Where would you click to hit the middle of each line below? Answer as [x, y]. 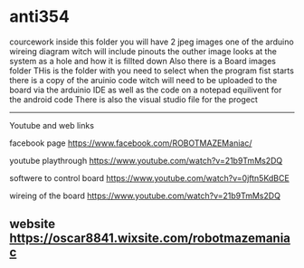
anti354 [39, 17]
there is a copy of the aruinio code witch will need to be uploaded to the [143, 80]
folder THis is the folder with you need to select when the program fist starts [152, 71]
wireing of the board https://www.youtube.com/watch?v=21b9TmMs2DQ [145, 196]
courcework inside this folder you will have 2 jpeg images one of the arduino [152, 42]
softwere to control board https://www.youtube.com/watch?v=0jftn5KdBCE [149, 177]
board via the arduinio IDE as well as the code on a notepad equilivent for [146, 90]
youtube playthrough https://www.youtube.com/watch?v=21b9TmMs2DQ [146, 160]
